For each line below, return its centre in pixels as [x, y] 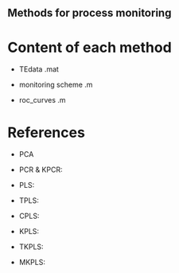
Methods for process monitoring [89, 13]
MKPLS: [32, 263]
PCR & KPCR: [41, 170]
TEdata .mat [39, 69]
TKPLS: [31, 247]
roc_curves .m [42, 100]
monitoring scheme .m [56, 85]
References [46, 133]
